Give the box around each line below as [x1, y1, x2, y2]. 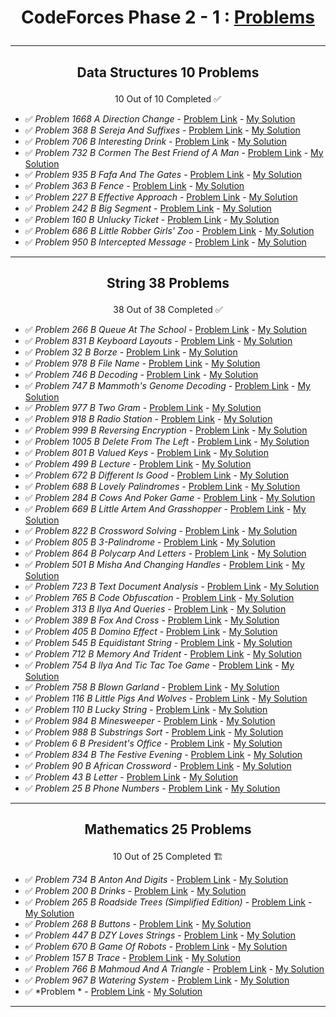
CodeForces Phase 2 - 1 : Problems [21, 6, 315, 29]
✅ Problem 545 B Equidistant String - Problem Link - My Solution [24, 636, 293, 648]
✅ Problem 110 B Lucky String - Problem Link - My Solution [24, 703, 268, 715]
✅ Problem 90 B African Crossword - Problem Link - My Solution [24, 759, 292, 771]
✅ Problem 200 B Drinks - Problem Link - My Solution [24, 885, 247, 897]
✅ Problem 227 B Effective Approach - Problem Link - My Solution [24, 191, 298, 203]
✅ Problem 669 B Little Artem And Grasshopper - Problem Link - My [24, 502, 307, 515]
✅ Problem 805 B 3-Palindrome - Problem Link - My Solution [24, 536, 276, 548]
